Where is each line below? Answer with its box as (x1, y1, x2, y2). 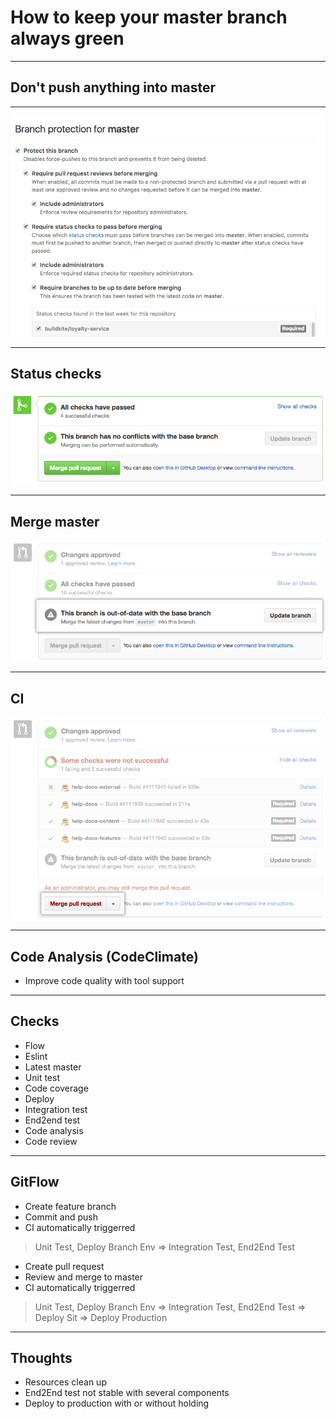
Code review (24, 1135, 78, 1147)
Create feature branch (24, 1200, 117, 1212)
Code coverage (24, 1082, 89, 1094)
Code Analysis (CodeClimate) (10, 948, 199, 965)
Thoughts (10, 1350, 73, 1367)
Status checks (10, 366, 102, 383)
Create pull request (24, 1260, 105, 1272)
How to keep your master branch (10, 6, 288, 29)
